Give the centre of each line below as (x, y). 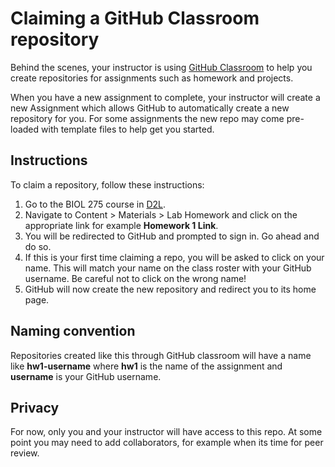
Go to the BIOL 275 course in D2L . (95, 204)
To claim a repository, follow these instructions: (107, 184)
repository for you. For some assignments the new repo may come (147, 118)
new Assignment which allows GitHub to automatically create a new (150, 108)
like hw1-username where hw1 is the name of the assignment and (146, 366)
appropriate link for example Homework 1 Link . (121, 225)
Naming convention (73, 331)
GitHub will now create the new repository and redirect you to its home (170, 289)
